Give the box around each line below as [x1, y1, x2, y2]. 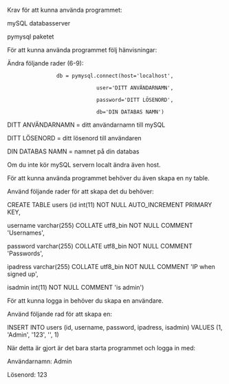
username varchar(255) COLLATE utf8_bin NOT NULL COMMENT [7, 222, 194, 229]
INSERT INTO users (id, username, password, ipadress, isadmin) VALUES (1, [7, 323, 223, 331]
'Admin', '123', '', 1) [7, 330, 60, 339]
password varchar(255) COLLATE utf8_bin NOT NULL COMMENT [7, 242, 193, 250]
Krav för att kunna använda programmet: [7, 6, 122, 14]
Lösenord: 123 [7, 371, 47, 378]
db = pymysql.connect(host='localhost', [56, 72, 174, 79]
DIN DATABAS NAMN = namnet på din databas [7, 147, 140, 156]
